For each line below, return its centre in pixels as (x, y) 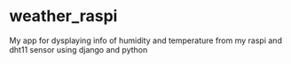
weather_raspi (63, 16)
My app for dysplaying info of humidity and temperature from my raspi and (145, 40)
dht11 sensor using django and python (79, 49)
